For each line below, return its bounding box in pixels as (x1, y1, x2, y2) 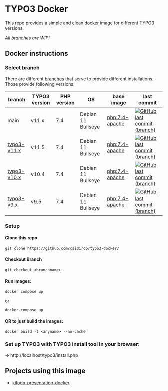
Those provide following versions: (5, 81, 75, 87)
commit (138, 99, 157, 106)
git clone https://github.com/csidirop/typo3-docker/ (5, 246, 120, 251)
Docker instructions (5, 49, 68, 58)
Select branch (5, 64, 40, 71)
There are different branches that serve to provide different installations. (5, 76, 154, 82)
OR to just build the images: (5, 318, 64, 324)
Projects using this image (5, 367, 86, 375)
